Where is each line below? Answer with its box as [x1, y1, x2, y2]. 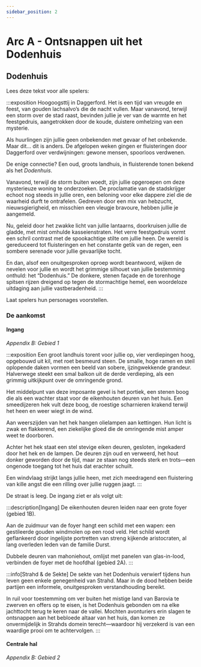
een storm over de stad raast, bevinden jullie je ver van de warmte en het [6, 112, 187, 119]
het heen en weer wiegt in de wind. [6, 407, 93, 414]
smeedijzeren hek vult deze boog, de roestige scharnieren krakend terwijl [6, 400, 188, 408]
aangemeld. [6, 210, 36, 217]
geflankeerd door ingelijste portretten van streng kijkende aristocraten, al [6, 534, 187, 542]
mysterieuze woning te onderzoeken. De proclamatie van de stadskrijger [6, 184, 186, 192]
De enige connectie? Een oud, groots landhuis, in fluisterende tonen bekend [6, 160, 194, 168]
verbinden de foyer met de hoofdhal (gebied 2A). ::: [6, 559, 134, 566]
